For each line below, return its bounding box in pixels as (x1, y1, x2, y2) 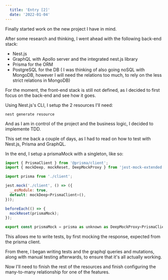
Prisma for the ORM (12, 61, 53, 67)
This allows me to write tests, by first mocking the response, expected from (5, 234, 161, 240)
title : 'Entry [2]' (9, 7, 50, 13)
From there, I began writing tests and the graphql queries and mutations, (5, 249, 154, 255)
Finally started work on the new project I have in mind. (5, 26, 117, 32)
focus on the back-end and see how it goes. (5, 92, 96, 98)
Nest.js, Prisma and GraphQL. (5, 141, 66, 147)
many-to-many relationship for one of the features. (5, 269, 110, 275)
